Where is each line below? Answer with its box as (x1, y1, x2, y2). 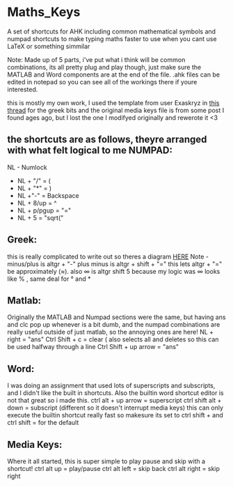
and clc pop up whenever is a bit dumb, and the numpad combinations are (7, 320, 220, 329)
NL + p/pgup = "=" (17, 206, 72, 215)
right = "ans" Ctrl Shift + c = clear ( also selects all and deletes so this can (7, 335, 219, 343)
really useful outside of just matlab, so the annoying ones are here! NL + (7, 328, 214, 337)
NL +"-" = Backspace (17, 191, 79, 199)
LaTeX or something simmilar (7, 42, 90, 50)
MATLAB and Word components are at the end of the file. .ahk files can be (7, 70, 220, 79)
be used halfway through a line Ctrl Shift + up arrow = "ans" (7, 343, 179, 351)
